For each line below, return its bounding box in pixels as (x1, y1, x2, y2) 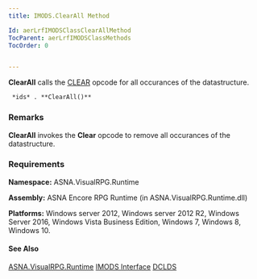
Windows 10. (8, 225, 51, 235)
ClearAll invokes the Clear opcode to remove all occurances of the (8, 130, 231, 139)
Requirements (8, 159, 65, 170)
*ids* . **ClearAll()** (11, 94, 92, 102)
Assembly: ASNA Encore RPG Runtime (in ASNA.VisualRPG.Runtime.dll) (8, 193, 248, 202)
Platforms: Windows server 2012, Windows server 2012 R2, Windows (8, 208, 240, 218)
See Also (8, 244, 39, 254)
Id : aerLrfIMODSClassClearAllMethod (8, 26, 131, 35)
